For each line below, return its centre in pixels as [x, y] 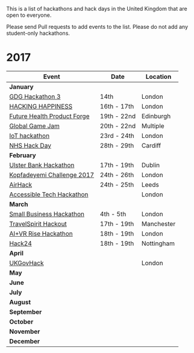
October [21, 322]
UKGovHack [27, 263]
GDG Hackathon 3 [35, 96]
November [25, 331]
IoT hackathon [30, 136]
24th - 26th [117, 175]
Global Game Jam [35, 126]
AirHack [21, 184]
